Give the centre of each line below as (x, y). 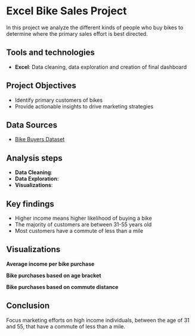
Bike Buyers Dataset (40, 139)
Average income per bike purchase (50, 264)
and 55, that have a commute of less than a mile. (66, 326)
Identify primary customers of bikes (59, 100)
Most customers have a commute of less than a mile (79, 231)
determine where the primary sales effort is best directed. (77, 33)
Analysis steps (34, 158)
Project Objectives (41, 85)
